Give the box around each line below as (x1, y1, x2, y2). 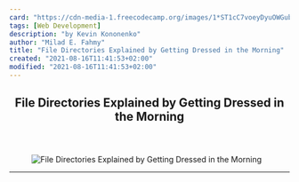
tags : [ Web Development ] (9, 21, 101, 30)
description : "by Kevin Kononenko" (9, 29, 141, 38)
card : (9, 12, 29, 22)
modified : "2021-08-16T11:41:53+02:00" (9, 63, 158, 72)
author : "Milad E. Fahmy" (9, 37, 105, 47)
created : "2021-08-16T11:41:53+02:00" (9, 54, 153, 63)
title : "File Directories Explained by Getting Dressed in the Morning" (9, 46, 285, 55)
